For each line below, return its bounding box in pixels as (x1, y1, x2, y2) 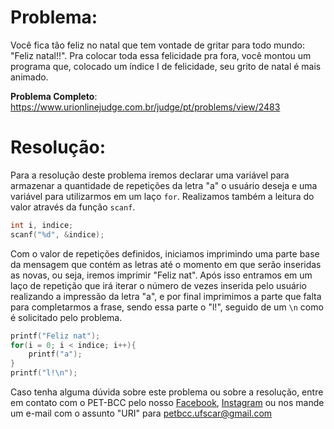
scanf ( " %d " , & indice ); (10, 229, 105, 240)
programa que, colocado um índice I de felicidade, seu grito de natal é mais (10, 60, 322, 72)
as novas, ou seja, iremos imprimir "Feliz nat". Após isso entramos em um (10, 269, 313, 281)
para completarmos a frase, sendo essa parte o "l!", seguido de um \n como (10, 301, 324, 313)
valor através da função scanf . (10, 201, 136, 213)
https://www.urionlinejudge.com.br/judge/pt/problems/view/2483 (10, 101, 281, 113)
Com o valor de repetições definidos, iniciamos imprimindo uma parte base (10, 247, 320, 260)
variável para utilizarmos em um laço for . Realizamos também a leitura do (10, 190, 315, 202)
